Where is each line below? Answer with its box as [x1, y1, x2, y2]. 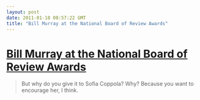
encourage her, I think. [21, 87, 78, 94]
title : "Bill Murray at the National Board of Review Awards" [6, 20, 168, 26]
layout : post [6, 9, 40, 15]
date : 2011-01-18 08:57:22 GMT [6, 15, 86, 21]
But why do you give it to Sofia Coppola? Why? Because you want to [21, 80, 194, 88]
